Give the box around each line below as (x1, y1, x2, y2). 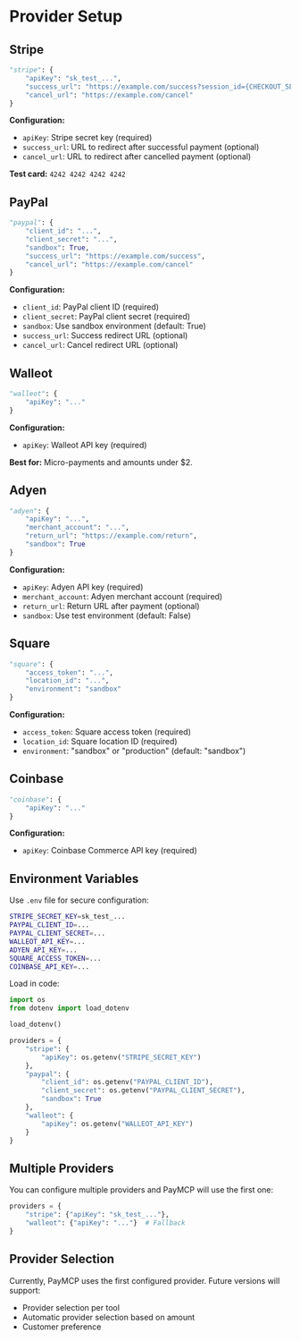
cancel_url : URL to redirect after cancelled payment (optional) (21, 151, 252, 162)
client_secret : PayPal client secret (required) (21, 311, 190, 322)
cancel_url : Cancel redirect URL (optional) (21, 340, 179, 351)
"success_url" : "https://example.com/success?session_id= (25, 82, 246, 91)
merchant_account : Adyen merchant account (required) (21, 590, 223, 601)
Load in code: (9, 978, 60, 989)
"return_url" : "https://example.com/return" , (25, 531, 198, 540)
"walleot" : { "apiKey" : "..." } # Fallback (25, 1218, 186, 1227)
